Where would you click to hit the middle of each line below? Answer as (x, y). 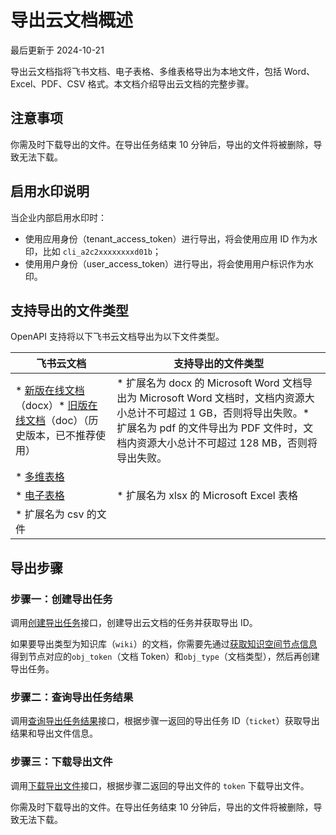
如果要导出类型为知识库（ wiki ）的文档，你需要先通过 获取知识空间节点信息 (164, 644)
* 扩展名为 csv (50, 514)
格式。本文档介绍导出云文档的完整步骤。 (171, 83)
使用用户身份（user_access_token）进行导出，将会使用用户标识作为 (165, 263)
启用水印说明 (50, 191)
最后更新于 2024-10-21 (57, 50)
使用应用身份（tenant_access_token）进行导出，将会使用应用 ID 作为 (167, 238)
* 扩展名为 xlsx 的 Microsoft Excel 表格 (207, 496)
